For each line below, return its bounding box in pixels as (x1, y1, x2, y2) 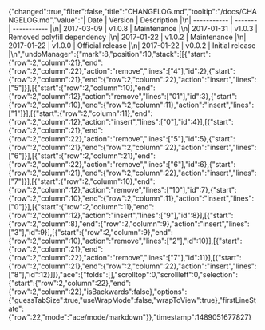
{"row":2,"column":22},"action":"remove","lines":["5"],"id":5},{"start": (8, 134, 235, 143)
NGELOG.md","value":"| (8, 15, 86, 25)
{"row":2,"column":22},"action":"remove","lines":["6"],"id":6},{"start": (8, 160, 236, 169)
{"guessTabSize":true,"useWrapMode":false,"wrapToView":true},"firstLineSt (8, 296, 257, 304)
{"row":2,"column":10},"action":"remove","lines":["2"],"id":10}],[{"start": (8, 236, 243, 245)
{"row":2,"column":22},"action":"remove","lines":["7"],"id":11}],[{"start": (8, 253, 242, 262)
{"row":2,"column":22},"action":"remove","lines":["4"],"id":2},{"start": (8, 66, 235, 75)
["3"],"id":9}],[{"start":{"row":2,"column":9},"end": (8, 228, 173, 237)
